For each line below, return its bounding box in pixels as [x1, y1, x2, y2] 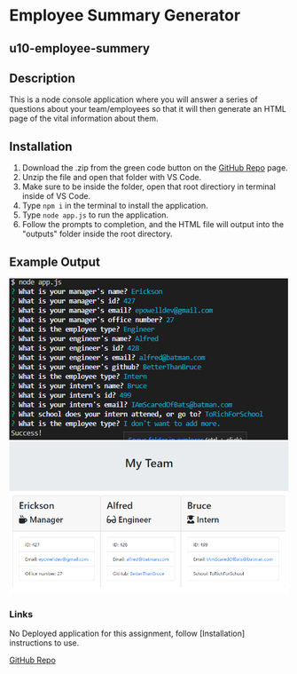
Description [9, 70, 75, 85]
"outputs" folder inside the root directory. [21, 228, 173, 240]
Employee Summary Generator [9, 5, 241, 26]
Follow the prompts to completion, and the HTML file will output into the [21, 219, 285, 230]
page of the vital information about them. [9, 113, 159, 124]
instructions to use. [9, 637, 80, 648]
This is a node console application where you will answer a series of [9, 94, 259, 105]
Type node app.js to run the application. [21, 210, 169, 220]
